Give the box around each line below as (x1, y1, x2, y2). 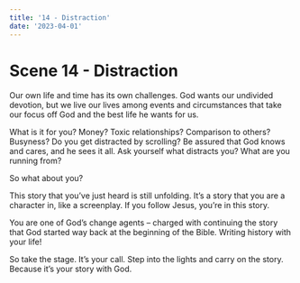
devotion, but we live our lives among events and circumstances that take (9, 100, 282, 111)
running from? (9, 155, 62, 167)
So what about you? (9, 173, 84, 184)
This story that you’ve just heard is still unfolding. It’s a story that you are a (9, 190, 286, 201)
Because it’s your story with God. (9, 263, 132, 275)
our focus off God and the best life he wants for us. (9, 109, 199, 120)
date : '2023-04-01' (9, 22, 83, 31)
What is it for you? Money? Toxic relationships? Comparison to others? (9, 127, 271, 138)
